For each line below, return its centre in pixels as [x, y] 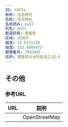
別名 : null [16, 29]
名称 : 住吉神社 [19, 19]
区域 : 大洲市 [17, 38]
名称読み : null [20, 24]
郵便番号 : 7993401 [23, 52]
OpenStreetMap [41, 117]
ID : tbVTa [16, 10]
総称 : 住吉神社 [19, 15]
